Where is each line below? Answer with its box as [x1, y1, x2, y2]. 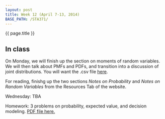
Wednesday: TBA [5, 93, 41, 99]
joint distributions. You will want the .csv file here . [5, 68, 108, 75]
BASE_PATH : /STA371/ [5, 16, 49, 21]
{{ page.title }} [5, 30, 35, 36]
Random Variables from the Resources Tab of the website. [5, 83, 127, 90]
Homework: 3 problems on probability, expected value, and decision [5, 103, 147, 109]
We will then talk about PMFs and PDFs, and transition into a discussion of [5, 63, 159, 69]
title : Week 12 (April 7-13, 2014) [5, 12, 80, 17]
